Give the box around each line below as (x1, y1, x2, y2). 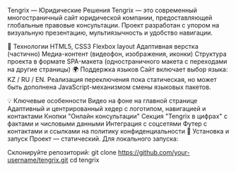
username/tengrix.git (7, 155, 69, 164)
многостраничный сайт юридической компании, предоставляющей (7, 13, 213, 22)
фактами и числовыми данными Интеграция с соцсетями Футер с (7, 119, 208, 128)
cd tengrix (69, 155, 100, 164)
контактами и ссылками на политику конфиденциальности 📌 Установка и (7, 127, 230, 135)
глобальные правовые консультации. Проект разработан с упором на (7, 21, 220, 29)
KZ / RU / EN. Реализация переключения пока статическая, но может (7, 76, 217, 83)
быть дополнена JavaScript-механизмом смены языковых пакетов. (7, 83, 211, 91)
